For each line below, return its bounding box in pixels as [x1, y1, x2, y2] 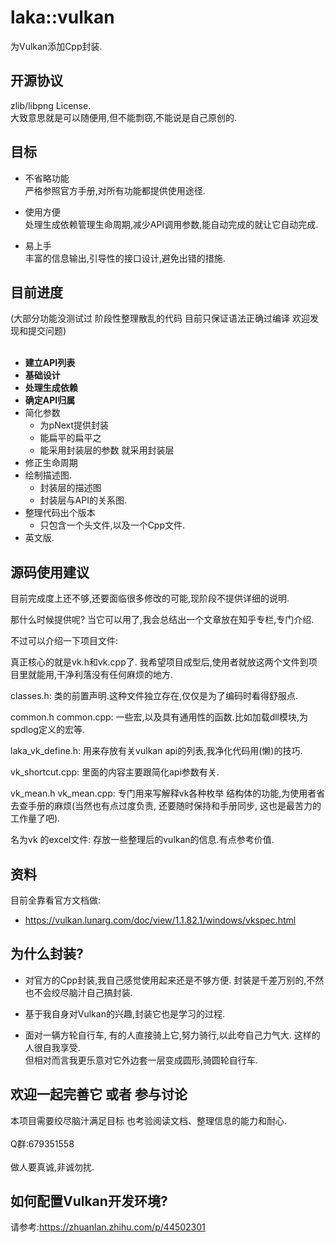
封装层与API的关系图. [39, 494, 127, 506]
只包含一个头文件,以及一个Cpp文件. [39, 519, 186, 531]
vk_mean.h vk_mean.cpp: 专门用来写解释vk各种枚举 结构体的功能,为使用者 [10, 787, 317, 800]
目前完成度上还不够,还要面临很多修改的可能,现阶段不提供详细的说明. [10, 592, 290, 605]
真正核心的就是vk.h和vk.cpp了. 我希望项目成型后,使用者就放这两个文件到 [10, 656, 309, 668]
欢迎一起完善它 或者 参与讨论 [10, 1086, 188, 1103]
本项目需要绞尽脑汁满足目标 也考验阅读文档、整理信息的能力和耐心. [10, 1114, 287, 1126]
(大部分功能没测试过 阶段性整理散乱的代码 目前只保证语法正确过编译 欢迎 [10, 312, 310, 325]
